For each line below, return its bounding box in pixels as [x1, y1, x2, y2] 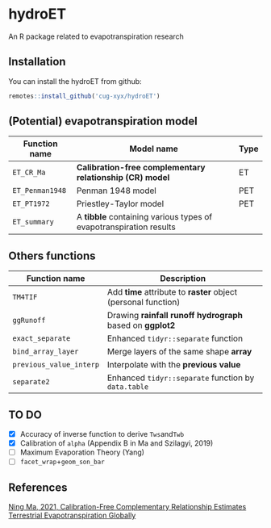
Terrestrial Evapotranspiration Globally [8, 510, 136, 521]
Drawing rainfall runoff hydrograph [106, 310, 244, 321]
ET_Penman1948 [12, 186, 67, 195]
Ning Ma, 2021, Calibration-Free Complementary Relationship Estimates [8, 502, 247, 512]
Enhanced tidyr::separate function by [106, 372, 255, 383]
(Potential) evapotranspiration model [8, 115, 198, 128]
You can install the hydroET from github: [8, 76, 143, 86]
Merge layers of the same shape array [106, 346, 252, 358]
